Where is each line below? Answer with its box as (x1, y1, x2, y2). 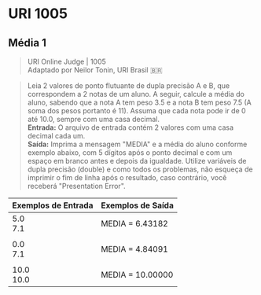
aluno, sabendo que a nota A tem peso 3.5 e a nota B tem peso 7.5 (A (27, 98, 252, 107)
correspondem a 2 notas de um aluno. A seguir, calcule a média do (27, 90, 245, 98)
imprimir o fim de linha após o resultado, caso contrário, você (27, 173, 227, 182)
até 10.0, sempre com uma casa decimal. (27, 115, 160, 124)
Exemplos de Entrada (12, 200, 94, 211)
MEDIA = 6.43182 (101, 218, 169, 229)
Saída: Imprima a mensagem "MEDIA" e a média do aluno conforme (27, 139, 248, 149)
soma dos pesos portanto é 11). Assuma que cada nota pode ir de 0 (27, 106, 246, 115)
